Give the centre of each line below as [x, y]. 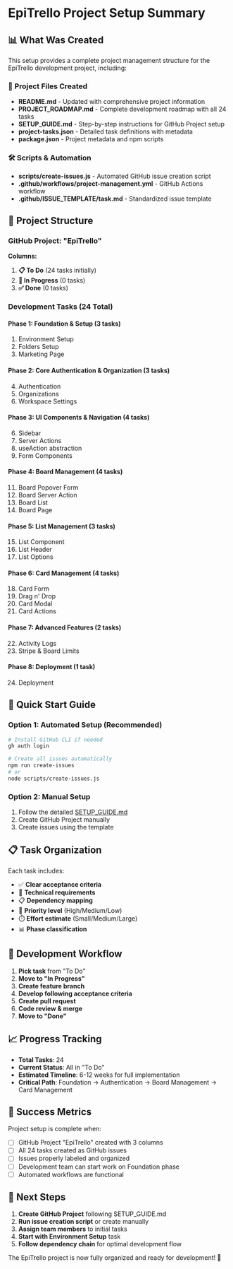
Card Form [34, 589]
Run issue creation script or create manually [83, 1222]
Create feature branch [51, 986]
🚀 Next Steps [37, 1197]
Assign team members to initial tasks [73, 1229]
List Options [36, 557]
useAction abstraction [50, 448]
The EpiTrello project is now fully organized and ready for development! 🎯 [115, 1258]
